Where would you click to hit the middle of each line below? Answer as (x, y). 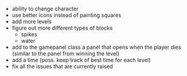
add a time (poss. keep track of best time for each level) (81, 60)
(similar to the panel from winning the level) (66, 53)
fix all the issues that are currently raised (62, 66)
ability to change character (45, 9)
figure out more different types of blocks (62, 28)
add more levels (32, 21)
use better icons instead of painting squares (66, 15)
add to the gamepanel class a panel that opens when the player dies (97, 47)
